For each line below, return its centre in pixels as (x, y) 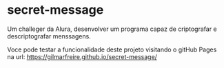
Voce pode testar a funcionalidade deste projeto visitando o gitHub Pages (112, 49)
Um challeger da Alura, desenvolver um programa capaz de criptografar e (112, 29)
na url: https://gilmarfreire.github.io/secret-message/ (82, 56)
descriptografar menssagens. (49, 36)
